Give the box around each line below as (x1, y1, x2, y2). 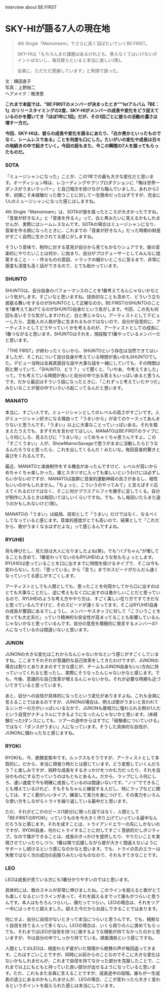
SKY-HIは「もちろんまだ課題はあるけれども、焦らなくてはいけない (17, 51, 153, 57)
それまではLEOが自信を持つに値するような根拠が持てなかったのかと (17, 929, 156, 934)
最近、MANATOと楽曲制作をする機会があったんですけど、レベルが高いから (5, 463, 158, 469)
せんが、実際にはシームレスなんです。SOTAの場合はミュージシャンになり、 (5, 221, 159, 227)
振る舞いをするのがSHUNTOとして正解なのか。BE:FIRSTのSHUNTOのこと (9, 300, 161, 306)
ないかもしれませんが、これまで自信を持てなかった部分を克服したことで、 (5, 958, 157, 964)
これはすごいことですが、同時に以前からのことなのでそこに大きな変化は (13, 952, 161, 958)
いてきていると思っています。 (5, 682, 65, 688)
